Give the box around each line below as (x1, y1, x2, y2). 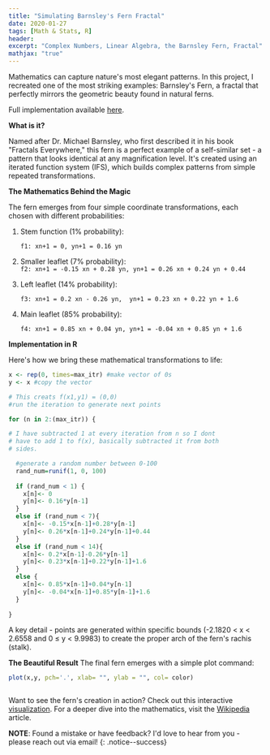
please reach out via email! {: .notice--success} (8, 737, 168, 747)
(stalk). (8, 642, 32, 652)
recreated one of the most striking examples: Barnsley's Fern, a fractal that (8, 80, 259, 90)
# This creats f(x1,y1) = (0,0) (8, 393, 118, 401)
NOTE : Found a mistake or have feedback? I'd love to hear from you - (8, 728, 241, 739)
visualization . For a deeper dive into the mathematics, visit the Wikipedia (8, 704, 250, 714)
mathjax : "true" (8, 50, 63, 58)
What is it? (8, 121, 45, 130)
